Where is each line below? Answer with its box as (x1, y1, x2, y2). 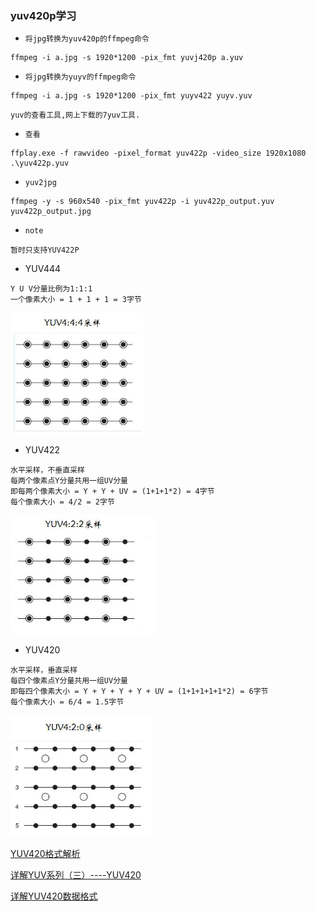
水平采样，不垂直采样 (10, 465, 85, 476)
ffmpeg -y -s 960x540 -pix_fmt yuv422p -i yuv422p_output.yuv (10, 197, 275, 207)
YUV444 (24, 263, 62, 275)
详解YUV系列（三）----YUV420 (10, 869, 142, 881)
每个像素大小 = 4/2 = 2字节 (10, 497, 115, 507)
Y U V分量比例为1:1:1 (10, 284, 93, 294)
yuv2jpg (24, 178, 57, 188)
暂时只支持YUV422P (10, 245, 80, 256)
